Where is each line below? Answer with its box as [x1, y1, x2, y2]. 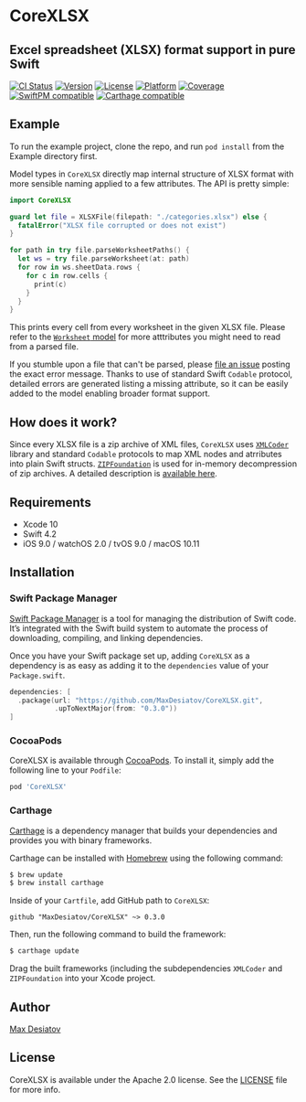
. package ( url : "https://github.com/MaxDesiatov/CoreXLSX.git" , [17, 696, 263, 705]
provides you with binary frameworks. [9, 834, 153, 846]
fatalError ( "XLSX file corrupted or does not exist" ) [17, 220, 227, 230]
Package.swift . [9, 669, 66, 680]
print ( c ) [33, 280, 68, 289]
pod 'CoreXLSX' [9, 783, 68, 792]
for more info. [9, 1084, 61, 1095]
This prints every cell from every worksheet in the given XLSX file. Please [9, 322, 286, 333]
